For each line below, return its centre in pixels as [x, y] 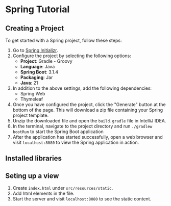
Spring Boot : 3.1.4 [39, 72]
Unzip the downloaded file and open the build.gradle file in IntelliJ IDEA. [89, 121]
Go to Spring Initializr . [35, 50]
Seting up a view [32, 176]
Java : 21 [29, 83]
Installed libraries [34, 158]
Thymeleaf [32, 99]
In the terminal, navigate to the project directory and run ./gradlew [82, 126]
